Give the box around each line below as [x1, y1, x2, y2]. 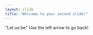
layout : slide [5, 7, 34, 12]
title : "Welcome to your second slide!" [5, 12, 89, 16]
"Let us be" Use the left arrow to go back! [5, 24, 89, 30]
